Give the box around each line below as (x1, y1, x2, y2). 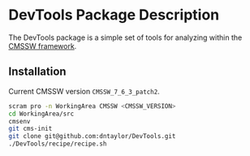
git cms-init (8, 124, 53, 133)
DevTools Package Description (8, 6, 220, 24)
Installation (8, 65, 67, 79)
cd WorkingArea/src (8, 110, 75, 118)
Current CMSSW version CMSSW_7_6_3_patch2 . (8, 86, 160, 96)
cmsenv (8, 117, 31, 125)
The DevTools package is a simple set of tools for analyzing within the (8, 32, 243, 42)
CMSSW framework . (8, 41, 77, 50)
